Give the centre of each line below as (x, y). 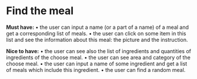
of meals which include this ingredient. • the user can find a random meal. (96, 70)
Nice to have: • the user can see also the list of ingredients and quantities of (98, 51)
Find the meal (40, 11)
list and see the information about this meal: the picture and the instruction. (97, 39)
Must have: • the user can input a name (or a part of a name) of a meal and (98, 27)
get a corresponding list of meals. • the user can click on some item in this (96, 33)
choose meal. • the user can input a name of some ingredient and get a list (97, 64)
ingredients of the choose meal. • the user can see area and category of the (98, 57)
